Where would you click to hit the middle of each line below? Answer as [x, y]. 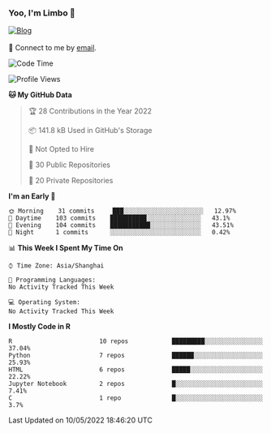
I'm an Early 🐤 [32, 196]
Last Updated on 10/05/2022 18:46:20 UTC [80, 420]
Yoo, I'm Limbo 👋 [42, 13]
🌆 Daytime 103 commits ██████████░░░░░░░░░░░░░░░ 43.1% [119, 218]
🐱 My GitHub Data [41, 95]
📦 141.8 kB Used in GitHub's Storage [90, 131]
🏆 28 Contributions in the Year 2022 [90, 111]
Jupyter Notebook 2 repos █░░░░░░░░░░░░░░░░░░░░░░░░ [136, 384]
